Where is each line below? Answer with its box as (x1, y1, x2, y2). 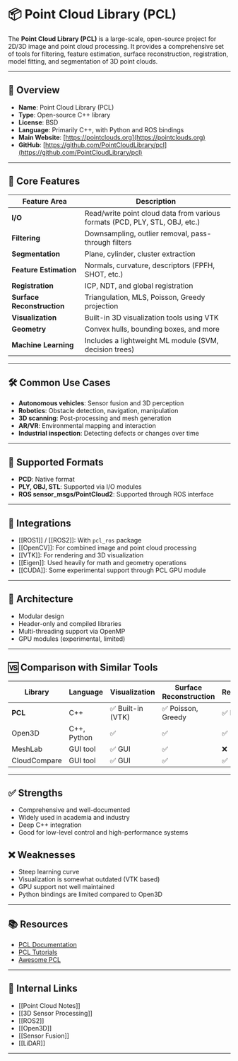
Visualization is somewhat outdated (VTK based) (18, 875, 160, 883)
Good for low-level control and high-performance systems (18, 828, 189, 837)
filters (112, 237, 132, 247)
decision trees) (84, 344, 135, 354)
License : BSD (18, 118, 59, 127)
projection (84, 301, 119, 311)
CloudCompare (11, 755, 62, 765)
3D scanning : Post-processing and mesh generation (18, 414, 172, 422)
